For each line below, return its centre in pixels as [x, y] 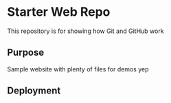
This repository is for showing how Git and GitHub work [85, 31]
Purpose [26, 53]
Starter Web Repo [59, 12]
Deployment [34, 91]
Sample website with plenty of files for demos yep [78, 69]
